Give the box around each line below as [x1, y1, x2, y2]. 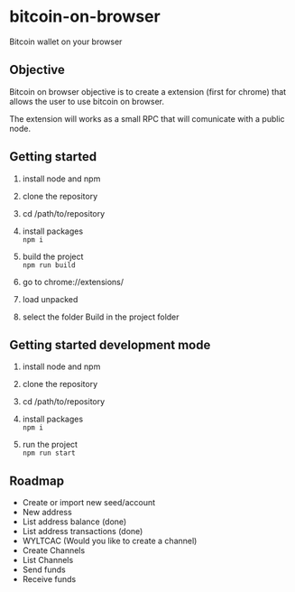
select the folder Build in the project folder [22, 311, 180, 322]
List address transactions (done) [22, 526, 143, 537]
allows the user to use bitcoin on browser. [9, 96, 165, 106]
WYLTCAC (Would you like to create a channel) [22, 535, 198, 547]
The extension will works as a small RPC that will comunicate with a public [9, 113, 286, 124]
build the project [22, 251, 84, 262]
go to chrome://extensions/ [22, 276, 124, 287]
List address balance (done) [22, 516, 127, 527]
